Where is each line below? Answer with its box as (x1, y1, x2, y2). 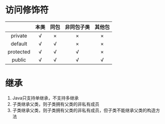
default (10, 40, 27, 47)
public (11, 56, 26, 63)
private (10, 32, 27, 39)
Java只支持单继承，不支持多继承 (12, 95, 79, 101)
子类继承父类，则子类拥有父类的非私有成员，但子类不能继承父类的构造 (12, 107, 156, 113)
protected (7, 48, 31, 55)
